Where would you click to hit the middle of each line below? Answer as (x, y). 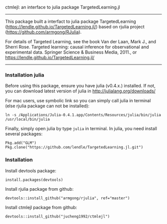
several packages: (24, 134)
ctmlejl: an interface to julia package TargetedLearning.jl (63, 7)
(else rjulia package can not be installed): (47, 106)
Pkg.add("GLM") (21, 143)
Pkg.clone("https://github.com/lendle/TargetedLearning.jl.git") (74, 148)
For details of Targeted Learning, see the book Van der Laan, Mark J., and (81, 41)
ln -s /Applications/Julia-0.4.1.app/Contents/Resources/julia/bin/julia (83, 115)
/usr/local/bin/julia (28, 119)
